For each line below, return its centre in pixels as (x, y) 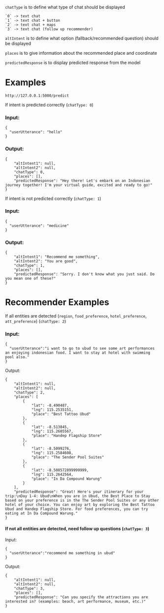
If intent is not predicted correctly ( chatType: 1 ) (53, 198)
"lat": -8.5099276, (51, 449)
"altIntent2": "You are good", (46, 261)
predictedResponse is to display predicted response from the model (73, 63)
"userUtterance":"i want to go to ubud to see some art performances (82, 349)
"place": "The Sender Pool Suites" (68, 457)
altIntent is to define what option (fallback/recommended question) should (82, 38)
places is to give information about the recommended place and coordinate (81, 53)
